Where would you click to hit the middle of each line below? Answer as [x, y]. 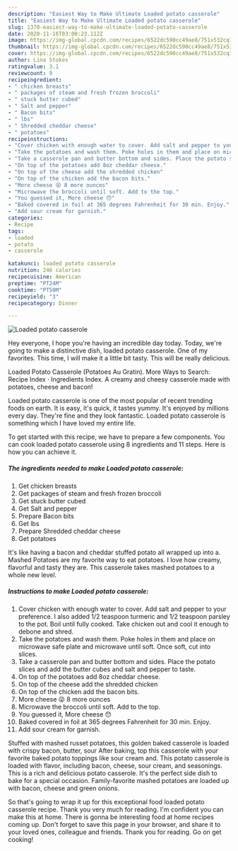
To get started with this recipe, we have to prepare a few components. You [117, 437]
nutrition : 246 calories [44, 270]
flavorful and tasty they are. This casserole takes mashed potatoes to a [111, 568]
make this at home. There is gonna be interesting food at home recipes [111, 817]
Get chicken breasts [47, 486]
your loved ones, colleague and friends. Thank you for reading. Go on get [115, 832]
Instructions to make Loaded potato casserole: [78, 591]
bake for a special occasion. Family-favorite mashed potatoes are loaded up [119, 781]
